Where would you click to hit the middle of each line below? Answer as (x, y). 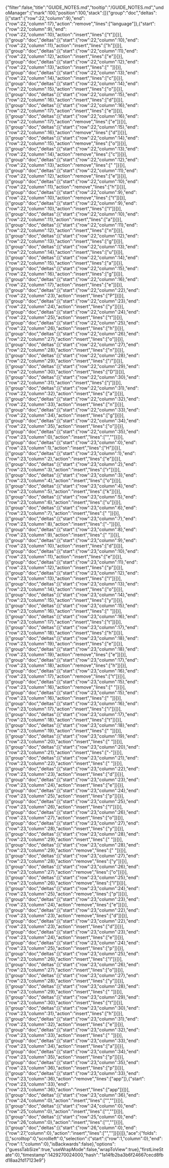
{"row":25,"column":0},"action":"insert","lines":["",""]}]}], (64, 1111)
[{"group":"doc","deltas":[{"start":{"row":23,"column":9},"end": (71, 540)
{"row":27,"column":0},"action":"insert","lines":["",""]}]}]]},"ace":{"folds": (81, 1133)
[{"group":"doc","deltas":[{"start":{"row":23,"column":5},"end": (71, 497)
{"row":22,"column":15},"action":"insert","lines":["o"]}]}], (64, 89)
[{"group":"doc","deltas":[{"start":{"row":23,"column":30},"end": (73, 1008)
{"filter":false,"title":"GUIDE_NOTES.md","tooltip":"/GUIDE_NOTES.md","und (84, 7)
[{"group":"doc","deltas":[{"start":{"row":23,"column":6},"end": (71, 508)
